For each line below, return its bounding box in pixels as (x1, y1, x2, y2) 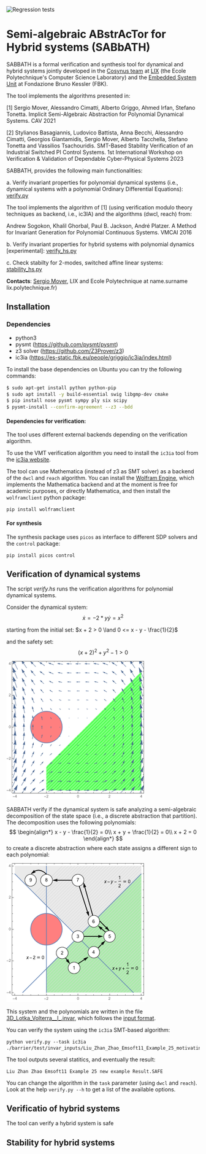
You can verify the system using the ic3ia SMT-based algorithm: (6, 1026, 170, 1034)
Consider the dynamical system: (6, 603, 88, 611)
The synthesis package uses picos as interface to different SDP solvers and (6, 533, 198, 540)
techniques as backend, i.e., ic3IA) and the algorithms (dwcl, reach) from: (6, 210, 192, 217)
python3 (15, 334, 37, 341)
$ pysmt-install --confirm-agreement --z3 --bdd (6, 404, 133, 411)
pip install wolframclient (6, 506, 75, 513)
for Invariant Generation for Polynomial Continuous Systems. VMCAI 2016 (6, 228, 192, 236)
